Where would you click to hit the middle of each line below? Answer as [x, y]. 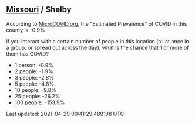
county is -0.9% [26, 30]
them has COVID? [27, 54]
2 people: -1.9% [34, 71]
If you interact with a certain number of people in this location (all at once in [97, 41]
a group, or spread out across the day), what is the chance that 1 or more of [97, 47]
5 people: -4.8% [34, 84]
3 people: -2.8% [34, 77]
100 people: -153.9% [40, 102]
